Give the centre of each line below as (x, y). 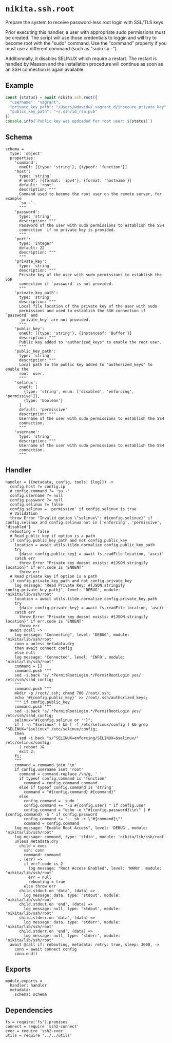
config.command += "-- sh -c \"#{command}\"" (73, 819)
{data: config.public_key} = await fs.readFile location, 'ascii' (91, 554)
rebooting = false (30, 531)
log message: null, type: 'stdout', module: (72, 909)
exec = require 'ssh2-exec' (35, 1031)
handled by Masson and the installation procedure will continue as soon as (84, 64)
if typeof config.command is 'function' (63, 778)
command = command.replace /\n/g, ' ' (60, 774)
